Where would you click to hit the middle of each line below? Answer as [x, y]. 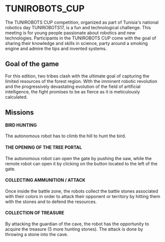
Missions [20, 112]
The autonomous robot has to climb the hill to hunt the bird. [66, 136]
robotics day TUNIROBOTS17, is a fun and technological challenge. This [78, 27]
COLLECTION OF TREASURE [35, 213]
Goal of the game [32, 64]
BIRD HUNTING [21, 125]
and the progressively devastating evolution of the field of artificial [73, 86]
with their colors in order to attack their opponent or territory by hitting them [83, 196]
